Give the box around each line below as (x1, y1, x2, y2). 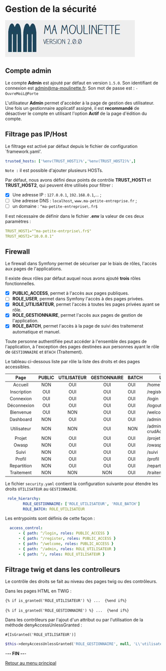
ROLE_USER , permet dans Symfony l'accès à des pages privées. (12, 296, 144, 302)
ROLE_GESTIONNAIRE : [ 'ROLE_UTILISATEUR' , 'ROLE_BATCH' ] (23, 501, 140, 506)
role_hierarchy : (7, 496, 41, 501)
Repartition (9, 463, 32, 469)
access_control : (9, 526, 43, 530)
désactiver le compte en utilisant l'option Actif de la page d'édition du (5, 110, 147, 116)
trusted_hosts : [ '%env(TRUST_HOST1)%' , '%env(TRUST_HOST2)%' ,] (5, 158, 136, 164)
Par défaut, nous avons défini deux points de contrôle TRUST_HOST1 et (5, 177, 152, 183)
